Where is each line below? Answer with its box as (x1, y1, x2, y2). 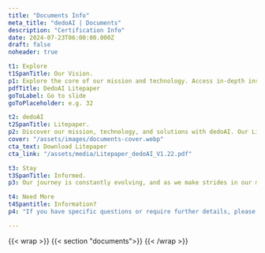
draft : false (8, 41, 51, 49)
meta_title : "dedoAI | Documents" (8, 19, 122, 27)
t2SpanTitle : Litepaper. (8, 121, 90, 128)
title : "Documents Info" (8, 11, 90, 20)
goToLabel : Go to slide (8, 91, 87, 99)
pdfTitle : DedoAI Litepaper (8, 84, 101, 92)
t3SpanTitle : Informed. (8, 171, 87, 180)
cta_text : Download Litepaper (8, 143, 108, 151)
